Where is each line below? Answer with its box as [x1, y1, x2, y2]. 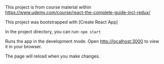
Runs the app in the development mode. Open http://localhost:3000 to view [5, 38, 160, 44]
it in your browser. [5, 44, 42, 49]
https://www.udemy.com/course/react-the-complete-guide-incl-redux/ [5, 9, 151, 15]
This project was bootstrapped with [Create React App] [5, 19, 118, 25]
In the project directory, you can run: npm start [5, 29, 101, 34]
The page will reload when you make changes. [5, 53, 101, 59]
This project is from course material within [5, 4, 92, 10]
